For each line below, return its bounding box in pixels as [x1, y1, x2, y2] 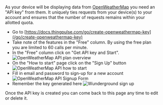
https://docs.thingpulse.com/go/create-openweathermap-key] [26, 29, 151, 35]
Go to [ [12, 29, 26, 35]
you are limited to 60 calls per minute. [12, 45, 88, 50]
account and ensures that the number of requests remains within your [5, 15, 145, 20]
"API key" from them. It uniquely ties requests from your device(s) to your [5, 9, 152, 15]
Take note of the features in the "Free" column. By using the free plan [12, 39, 152, 45]
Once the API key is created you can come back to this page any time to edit [5, 90, 158, 96]
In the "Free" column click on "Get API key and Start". [12, 50, 119, 55]
